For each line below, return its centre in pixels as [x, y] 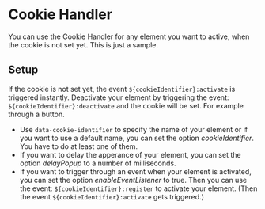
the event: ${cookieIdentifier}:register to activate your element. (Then [138, 188]
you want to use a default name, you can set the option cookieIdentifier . [137, 138]
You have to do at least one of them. [79, 146]
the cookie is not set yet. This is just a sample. [83, 44]
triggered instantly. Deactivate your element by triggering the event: [119, 97]
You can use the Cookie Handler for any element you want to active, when [129, 36]
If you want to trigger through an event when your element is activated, [135, 171]
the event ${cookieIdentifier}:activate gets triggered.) [112, 196]
